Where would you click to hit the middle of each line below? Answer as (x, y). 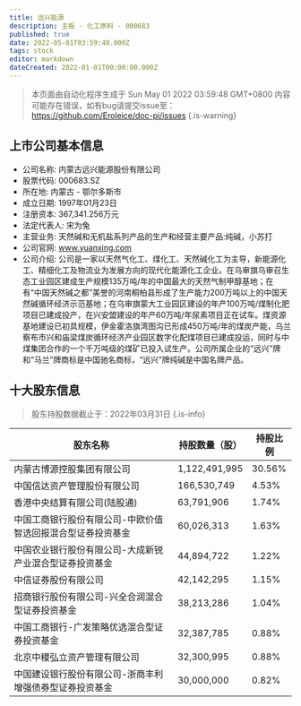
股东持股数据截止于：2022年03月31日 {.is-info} (118, 414)
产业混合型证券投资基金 (64, 563)
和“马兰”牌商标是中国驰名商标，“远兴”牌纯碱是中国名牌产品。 (135, 359)
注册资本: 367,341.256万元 (70, 214)
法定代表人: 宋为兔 (56, 225)
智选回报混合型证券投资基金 (73, 532)
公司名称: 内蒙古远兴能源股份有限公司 (91, 169)
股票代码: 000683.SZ (61, 180)
